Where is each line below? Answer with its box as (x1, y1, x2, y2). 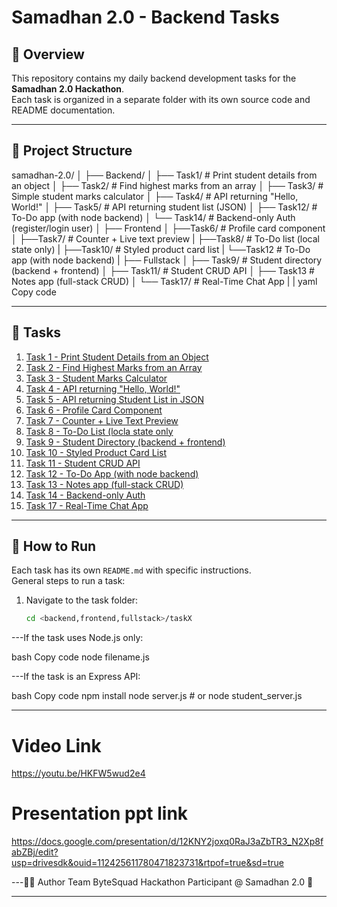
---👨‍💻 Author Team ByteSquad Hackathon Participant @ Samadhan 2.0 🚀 (11, 876, 314, 888)
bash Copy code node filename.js (11, 651, 150, 663)
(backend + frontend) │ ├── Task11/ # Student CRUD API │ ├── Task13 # (11, 264, 315, 276)
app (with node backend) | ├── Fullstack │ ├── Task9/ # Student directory (11, 254, 323, 266)
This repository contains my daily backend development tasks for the (11, 72, 297, 84)
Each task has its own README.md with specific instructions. (11, 564, 252, 576)
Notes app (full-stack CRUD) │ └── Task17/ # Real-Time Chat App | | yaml (11, 275, 318, 287)
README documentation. (11, 104, 116, 116)
